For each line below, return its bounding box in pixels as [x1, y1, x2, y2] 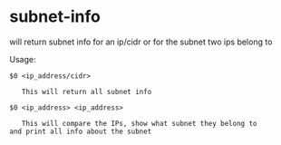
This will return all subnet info [21, 87, 152, 96]
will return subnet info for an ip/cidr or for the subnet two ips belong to [9, 36, 273, 47]
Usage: [9, 53, 36, 64]
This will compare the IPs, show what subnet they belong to [21, 119, 257, 128]
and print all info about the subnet [9, 127, 152, 136]
